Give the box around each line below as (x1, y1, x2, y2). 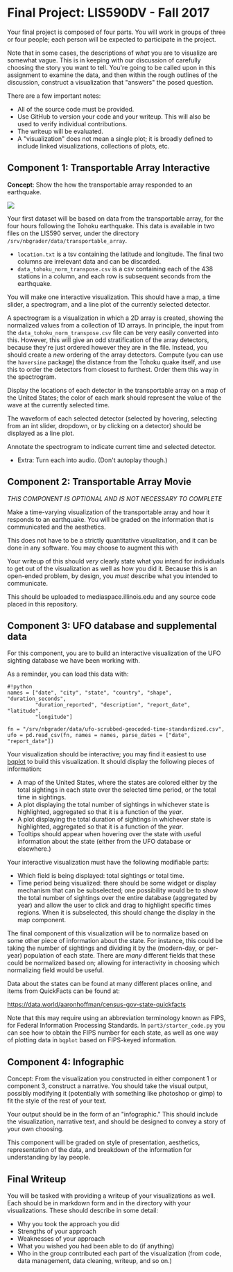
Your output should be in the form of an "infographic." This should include (7, 1110, 218, 1119)
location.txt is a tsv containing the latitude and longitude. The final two (17, 250, 224, 258)
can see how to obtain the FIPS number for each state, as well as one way (7, 1028, 218, 1037)
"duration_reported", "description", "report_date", (35, 702, 191, 709)
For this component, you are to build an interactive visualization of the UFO (7, 649, 221, 657)
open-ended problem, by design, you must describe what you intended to (7, 571, 218, 580)
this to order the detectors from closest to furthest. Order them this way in (7, 365, 219, 373)
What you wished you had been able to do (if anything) (17, 1242, 175, 1250)
